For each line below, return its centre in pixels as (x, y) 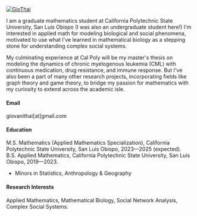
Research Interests (30, 187)
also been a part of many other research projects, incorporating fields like (96, 76)
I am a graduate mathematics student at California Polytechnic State (90, 21)
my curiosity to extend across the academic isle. (65, 89)
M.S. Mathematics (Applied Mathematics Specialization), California (88, 143)
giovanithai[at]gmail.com (37, 116)
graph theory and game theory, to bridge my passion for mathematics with (98, 83)
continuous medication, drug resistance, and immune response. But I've (94, 70)
